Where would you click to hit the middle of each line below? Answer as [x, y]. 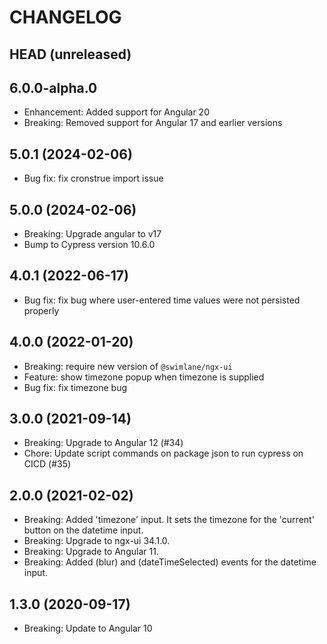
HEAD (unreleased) [70, 54]
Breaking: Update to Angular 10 [88, 628]
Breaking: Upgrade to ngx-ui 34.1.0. [97, 541]
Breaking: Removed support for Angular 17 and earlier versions [153, 123]
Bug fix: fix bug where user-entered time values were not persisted [162, 300]
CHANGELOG [65, 17]
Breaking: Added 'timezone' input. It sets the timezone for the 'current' [169, 520]
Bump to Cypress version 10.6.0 [89, 245]
